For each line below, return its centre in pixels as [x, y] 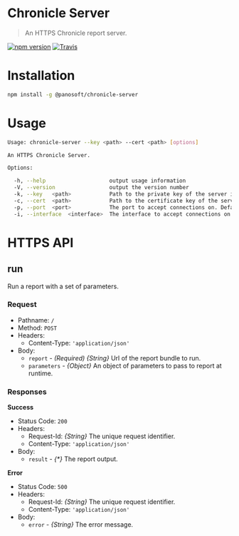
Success [21, 408]
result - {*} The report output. [73, 459]
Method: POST [37, 328]
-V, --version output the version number [102, 188]
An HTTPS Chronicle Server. [49, 155]
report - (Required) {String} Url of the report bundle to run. [115, 358]
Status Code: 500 [42, 487]
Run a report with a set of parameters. [63, 286]
